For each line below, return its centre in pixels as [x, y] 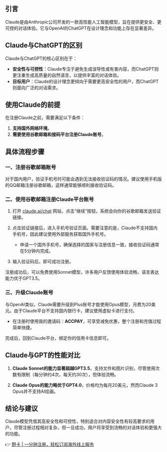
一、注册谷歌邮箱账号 [31, 167]
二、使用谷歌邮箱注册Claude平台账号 [50, 199]
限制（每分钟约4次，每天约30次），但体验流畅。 [70, 374]
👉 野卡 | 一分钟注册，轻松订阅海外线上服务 [50, 445]
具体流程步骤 [25, 152]
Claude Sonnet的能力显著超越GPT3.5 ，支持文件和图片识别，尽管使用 [84, 368]
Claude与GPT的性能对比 [43, 355]
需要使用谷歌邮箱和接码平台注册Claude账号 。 [59, 135]
